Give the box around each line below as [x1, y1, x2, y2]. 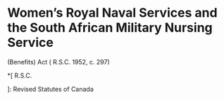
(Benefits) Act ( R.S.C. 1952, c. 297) [7, 57, 111, 66]
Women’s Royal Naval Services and [7, 5, 218, 21]
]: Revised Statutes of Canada [7, 85, 94, 93]
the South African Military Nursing [7, 20, 213, 36]
